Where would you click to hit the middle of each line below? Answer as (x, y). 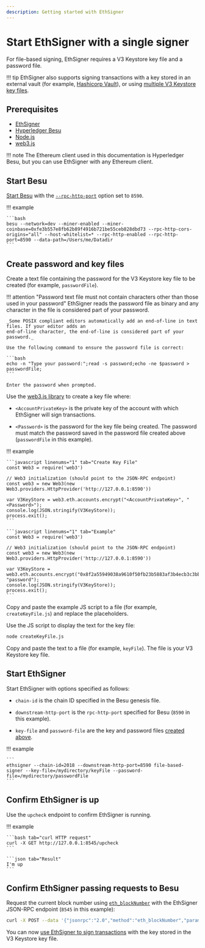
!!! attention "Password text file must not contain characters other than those (103, 297)
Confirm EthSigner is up (53, 800)
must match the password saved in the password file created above (100, 433)
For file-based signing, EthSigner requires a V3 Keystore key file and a (95, 59)
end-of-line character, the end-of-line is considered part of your (95, 332)
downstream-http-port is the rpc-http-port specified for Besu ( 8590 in (103, 712)
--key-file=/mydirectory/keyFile (68, 771)
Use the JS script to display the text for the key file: (71, 625)
